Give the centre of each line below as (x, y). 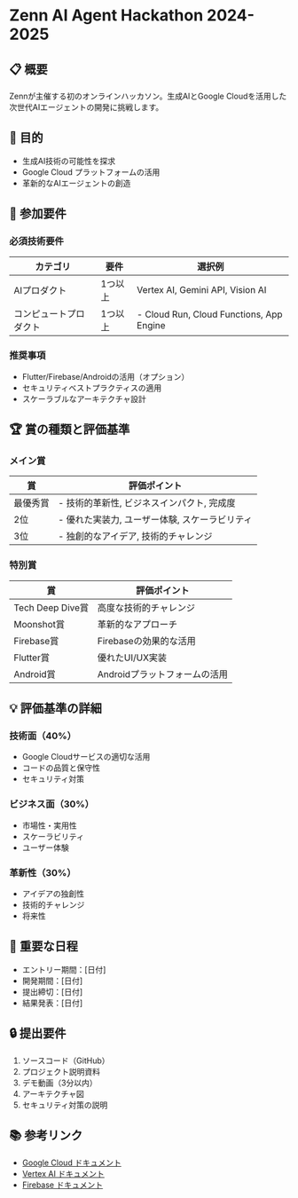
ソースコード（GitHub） (66, 1060)
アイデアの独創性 (53, 894)
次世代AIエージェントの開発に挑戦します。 (86, 107)
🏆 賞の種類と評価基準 (70, 430)
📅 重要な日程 (43, 946)
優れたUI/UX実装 (132, 658)
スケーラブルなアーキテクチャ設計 (84, 398)
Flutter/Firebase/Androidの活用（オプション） (106, 376)
